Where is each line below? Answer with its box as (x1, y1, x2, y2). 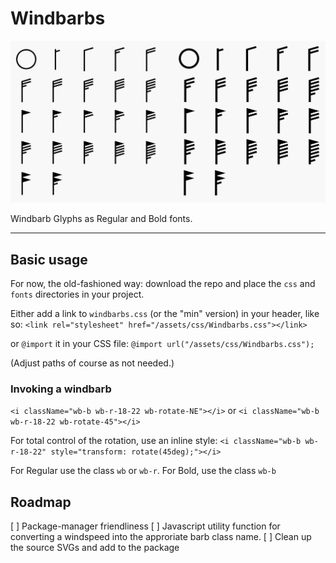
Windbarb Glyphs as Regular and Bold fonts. (10, 213, 193, 225)
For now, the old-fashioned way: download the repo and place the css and (10, 278, 316, 290)
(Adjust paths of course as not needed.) (10, 357, 175, 369)
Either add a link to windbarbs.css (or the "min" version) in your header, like (10, 308, 320, 320)
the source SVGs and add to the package (10, 542, 180, 554)
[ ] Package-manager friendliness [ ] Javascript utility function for (10, 520, 281, 532)
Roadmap (10, 493, 72, 511)
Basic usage (10, 251, 88, 268)
